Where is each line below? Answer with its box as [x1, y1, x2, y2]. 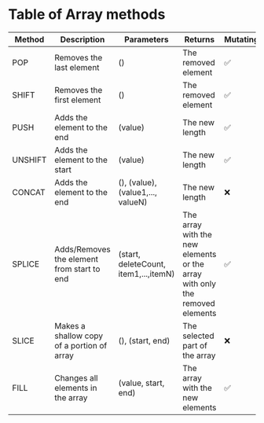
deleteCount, [118, 258, 167, 269]
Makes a [54, 320, 86, 331]
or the [181, 258, 204, 269]
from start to [54, 263, 101, 274]
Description [60, 34, 105, 45]
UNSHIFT [12, 154, 47, 165]
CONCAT [12, 186, 46, 197]
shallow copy [54, 330, 104, 341]
